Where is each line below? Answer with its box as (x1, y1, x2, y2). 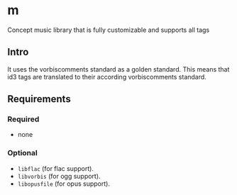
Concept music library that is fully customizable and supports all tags (7, 26, 210, 34)
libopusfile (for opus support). (17, 179, 110, 188)
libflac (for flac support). (17, 164, 94, 172)
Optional (7, 148, 38, 158)
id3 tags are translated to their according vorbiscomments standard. (7, 72, 207, 81)
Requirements (7, 93, 71, 105)
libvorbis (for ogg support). (17, 172, 101, 180)
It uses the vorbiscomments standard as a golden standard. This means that (7, 65, 230, 73)
